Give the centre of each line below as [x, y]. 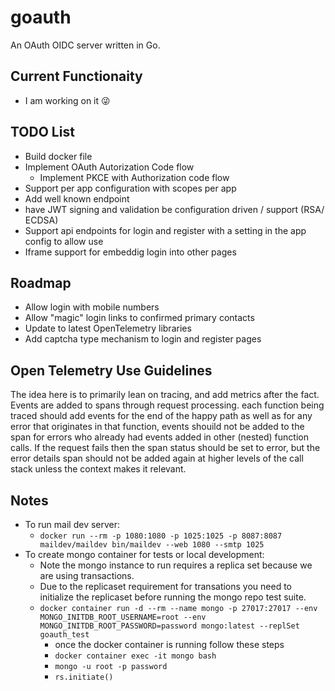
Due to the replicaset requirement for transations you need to [166, 586]
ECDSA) [41, 220]
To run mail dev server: [72, 524]
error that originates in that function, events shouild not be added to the [157, 427]
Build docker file [58, 156]
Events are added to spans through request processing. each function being [167, 405]
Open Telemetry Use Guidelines [111, 370]
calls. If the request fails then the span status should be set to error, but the [165, 448]
